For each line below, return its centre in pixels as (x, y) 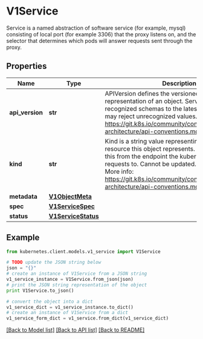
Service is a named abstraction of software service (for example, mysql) (96, 28)
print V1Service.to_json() (40, 291)
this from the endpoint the (141, 156)
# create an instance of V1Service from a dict (67, 313)
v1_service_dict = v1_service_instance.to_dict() (70, 307)
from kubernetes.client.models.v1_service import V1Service (84, 252)
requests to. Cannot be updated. (150, 163)
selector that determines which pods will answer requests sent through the (99, 41)
